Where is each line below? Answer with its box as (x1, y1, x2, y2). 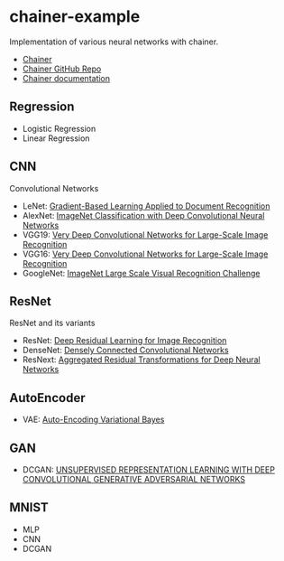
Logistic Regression (22, 123, 96, 134)
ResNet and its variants (9, 318, 96, 329)
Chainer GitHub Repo (22, 63, 102, 74)
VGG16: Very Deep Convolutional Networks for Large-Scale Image (22, 248, 269, 259)
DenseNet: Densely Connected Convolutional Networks (22, 345, 229, 356)
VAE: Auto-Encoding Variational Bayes (22, 414, 165, 425)
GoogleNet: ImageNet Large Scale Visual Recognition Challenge (22, 267, 261, 278)
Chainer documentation (22, 72, 111, 83)
